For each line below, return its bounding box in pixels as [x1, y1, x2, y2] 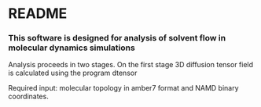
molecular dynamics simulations [8, 42, 135, 53]
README [8, 5, 68, 23]
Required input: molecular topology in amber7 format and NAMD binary [8, 84, 239, 93]
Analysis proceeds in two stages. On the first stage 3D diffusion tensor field [8, 60, 254, 70]
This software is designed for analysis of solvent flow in [8, 33, 226, 44]
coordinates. [8, 91, 49, 102]
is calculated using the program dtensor [8, 68, 138, 78]
